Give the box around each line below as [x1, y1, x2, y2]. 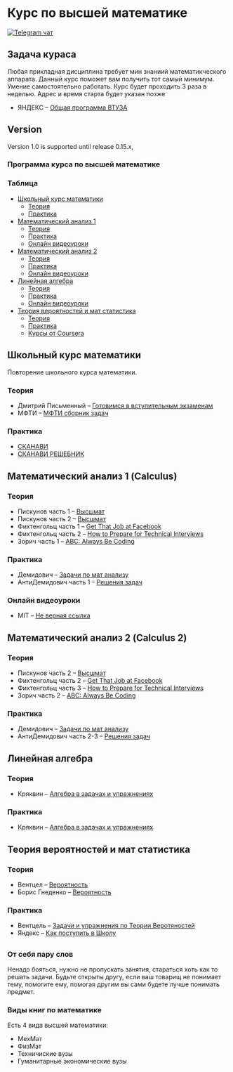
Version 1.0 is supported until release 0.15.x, [7, 142, 134, 150]
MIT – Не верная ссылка [17, 611, 91, 620]
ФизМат [17, 1042, 42, 1051]
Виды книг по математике [7, 1005, 102, 1015]
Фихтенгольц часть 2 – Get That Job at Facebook [17, 676, 163, 685]
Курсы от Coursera [27, 329, 84, 337]
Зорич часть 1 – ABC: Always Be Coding [17, 537, 135, 545]
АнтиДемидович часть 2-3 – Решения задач [17, 732, 151, 740]
